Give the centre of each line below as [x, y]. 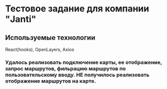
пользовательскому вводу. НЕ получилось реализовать [77, 75]
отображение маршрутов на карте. [51, 81]
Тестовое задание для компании [77, 9]
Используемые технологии [50, 38]
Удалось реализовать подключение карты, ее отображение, [84, 62]
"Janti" [21, 19]
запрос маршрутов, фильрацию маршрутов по [65, 69]
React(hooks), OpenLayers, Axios [40, 49]
